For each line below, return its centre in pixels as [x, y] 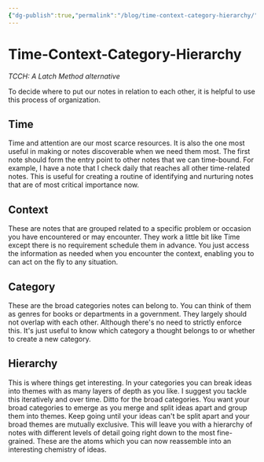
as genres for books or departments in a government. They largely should [128, 314]
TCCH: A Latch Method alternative [64, 76]
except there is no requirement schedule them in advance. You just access [129, 245]
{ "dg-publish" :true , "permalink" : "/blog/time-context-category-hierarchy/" [133, 15]
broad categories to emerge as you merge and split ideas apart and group [128, 407]
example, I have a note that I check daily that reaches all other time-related [129, 168]
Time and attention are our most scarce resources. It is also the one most [126, 143]
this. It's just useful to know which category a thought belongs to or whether [132, 330]
